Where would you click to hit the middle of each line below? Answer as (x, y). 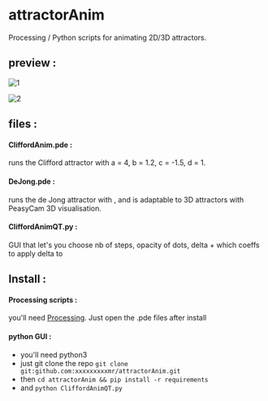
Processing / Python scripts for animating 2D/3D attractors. (108, 37)
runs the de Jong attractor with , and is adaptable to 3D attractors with (126, 199)
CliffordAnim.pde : (41, 145)
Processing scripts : (43, 299)
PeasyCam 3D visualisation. (55, 208)
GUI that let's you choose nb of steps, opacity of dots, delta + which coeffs (134, 245)
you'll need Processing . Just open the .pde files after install (108, 318)
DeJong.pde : (32, 181)
